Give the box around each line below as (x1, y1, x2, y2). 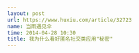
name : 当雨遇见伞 (7, 23, 52, 30)
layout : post (7, 10, 45, 17)
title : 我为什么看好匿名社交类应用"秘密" (7, 36, 113, 43)
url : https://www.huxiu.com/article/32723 (7, 17, 132, 23)
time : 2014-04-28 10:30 (7, 29, 76, 36)
